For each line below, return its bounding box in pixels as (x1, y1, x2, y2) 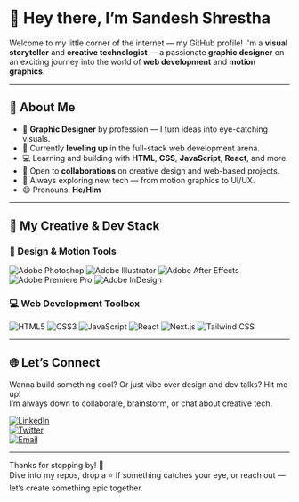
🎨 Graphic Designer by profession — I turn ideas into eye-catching (21, 124, 269, 134)
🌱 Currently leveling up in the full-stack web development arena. (21, 142, 261, 153)
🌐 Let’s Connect (9, 355, 101, 370)
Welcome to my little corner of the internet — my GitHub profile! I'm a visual (9, 37, 288, 48)
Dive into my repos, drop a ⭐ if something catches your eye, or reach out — (9, 469, 287, 480)
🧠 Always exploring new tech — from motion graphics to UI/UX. (21, 174, 255, 185)
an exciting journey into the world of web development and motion (9, 56, 256, 67)
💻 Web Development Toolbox (9, 297, 141, 310)
